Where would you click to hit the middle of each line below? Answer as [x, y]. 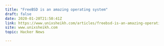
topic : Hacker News [25, 32]
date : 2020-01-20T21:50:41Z [34, 18]
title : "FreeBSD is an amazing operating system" [57, 9]
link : [10, 23]
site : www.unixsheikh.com [31, 28]
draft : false [18, 14]
